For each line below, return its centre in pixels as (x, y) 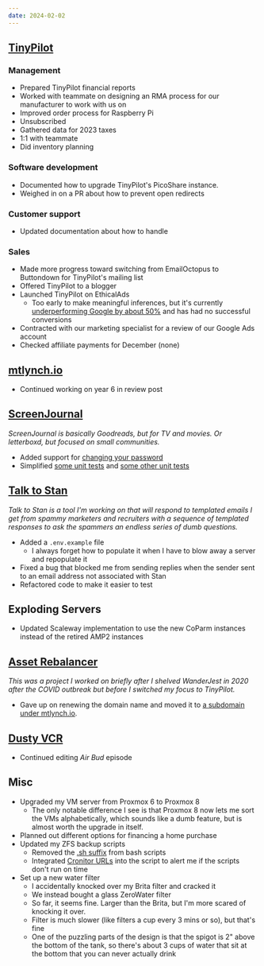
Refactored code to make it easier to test (86, 584)
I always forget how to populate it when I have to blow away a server (143, 550)
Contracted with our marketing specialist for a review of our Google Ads (137, 328)
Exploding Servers (55, 609)
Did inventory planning (57, 147)
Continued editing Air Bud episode (76, 758)
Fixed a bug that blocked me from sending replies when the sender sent (137, 567)
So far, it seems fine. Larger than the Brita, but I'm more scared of (139, 902)
